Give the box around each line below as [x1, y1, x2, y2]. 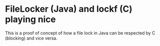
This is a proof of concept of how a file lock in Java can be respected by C [5, 30, 156, 36]
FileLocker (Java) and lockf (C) [5, 3, 133, 15]
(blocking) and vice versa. [5, 35, 58, 41]
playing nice [5, 14, 56, 25]
